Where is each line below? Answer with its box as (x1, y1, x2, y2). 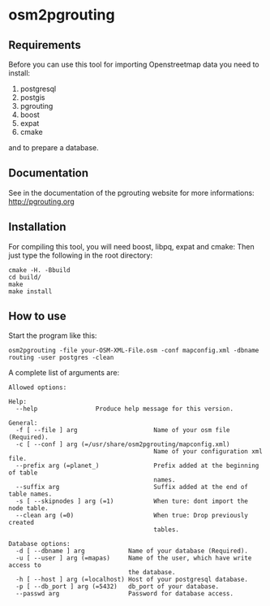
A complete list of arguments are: (8, 368, 120, 378)
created (8, 518, 35, 527)
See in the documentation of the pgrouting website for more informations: (8, 188, 255, 197)
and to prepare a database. (8, 143, 99, 152)
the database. (128, 569, 176, 577)
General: (8, 419, 38, 427)
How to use (8, 309, 66, 323)
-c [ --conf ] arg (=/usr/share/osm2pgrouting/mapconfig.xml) (15, 440, 230, 448)
